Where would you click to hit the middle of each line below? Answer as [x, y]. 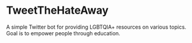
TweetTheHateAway [58, 10]
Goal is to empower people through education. [63, 33]
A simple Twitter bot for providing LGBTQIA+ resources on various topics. [96, 27]
